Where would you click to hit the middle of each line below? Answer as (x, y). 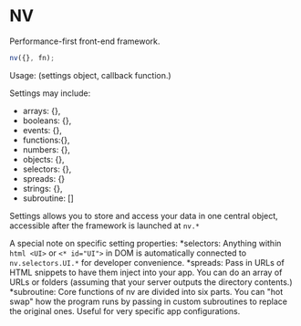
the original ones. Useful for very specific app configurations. (125, 310)
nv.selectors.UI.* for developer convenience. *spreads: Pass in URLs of (147, 262)
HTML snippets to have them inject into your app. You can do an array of (146, 272)
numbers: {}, (46, 149)
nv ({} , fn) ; (32, 58)
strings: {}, (42, 188)
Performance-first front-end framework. (85, 41)
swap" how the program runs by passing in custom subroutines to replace (148, 301)
